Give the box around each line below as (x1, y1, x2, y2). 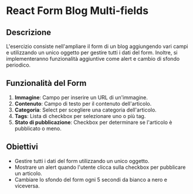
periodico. (6, 61, 31, 68)
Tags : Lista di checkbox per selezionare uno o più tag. (14, 112, 146, 119)
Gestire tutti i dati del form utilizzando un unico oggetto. (14, 157, 150, 164)
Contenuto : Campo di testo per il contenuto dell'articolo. (14, 100, 152, 107)
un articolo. (14, 169, 42, 176)
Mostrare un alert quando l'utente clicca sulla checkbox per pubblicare (14, 164, 186, 171)
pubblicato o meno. (14, 124, 62, 132)
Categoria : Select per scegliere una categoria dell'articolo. (14, 106, 157, 113)
